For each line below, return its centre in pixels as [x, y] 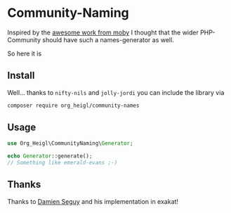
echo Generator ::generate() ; [50, 156]
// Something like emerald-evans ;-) [62, 163]
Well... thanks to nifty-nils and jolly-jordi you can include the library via [116, 92]
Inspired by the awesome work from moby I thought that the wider [103, 32]
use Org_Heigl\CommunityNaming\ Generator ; [70, 143]
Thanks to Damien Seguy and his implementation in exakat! [93, 201]
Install [21, 76]
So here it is [25, 53]
